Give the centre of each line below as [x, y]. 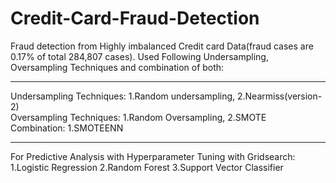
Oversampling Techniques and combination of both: [117, 67]
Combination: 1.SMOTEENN [67, 128]
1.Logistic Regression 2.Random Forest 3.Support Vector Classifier [147, 167]
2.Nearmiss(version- [279, 96]
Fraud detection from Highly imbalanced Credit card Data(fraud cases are [162, 46]
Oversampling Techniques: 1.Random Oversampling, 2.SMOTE [138, 117]
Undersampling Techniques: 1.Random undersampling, [123, 96]
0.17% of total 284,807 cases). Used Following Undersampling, [139, 56]
